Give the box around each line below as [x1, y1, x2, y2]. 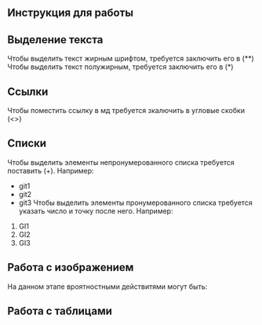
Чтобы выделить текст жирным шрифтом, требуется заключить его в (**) [7, 54, 254, 64]
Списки [7, 137, 47, 150]
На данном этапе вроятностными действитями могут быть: [7, 282, 208, 291]
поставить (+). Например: [7, 166, 95, 175]
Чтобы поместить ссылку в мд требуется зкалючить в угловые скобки [7, 106, 245, 115]
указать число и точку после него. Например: [18, 206, 173, 215]
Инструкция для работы [7, 6, 134, 20]
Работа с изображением [7, 261, 134, 274]
